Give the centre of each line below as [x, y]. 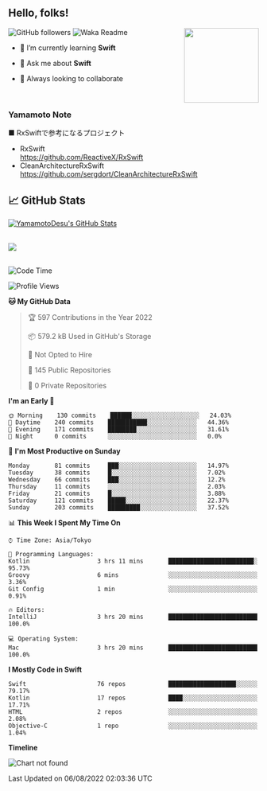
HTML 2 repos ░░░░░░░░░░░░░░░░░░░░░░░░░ [133, 711]
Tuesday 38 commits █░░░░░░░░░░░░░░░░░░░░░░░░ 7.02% [117, 473]
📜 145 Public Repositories [69, 370]
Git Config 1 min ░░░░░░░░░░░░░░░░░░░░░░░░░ [133, 589]
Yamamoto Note [40, 115]
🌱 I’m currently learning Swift [68, 48]
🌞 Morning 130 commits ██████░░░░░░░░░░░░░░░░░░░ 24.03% [120, 415]
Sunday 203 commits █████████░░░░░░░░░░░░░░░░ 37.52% [118, 507]
